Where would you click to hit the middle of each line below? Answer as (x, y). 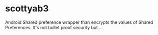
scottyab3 (27, 9)
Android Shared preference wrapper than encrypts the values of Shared (79, 22)
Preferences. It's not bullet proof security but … (54, 27)
